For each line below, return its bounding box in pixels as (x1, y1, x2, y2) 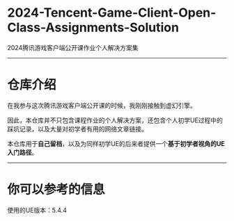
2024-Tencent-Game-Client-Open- (7, 5, 217, 21)
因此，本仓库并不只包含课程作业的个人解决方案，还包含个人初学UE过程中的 (7, 116, 223, 124)
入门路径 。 (7, 148, 38, 156)
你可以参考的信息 (7, 182, 106, 197)
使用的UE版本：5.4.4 (7, 206, 68, 214)
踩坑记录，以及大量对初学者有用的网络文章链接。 (7, 124, 148, 133)
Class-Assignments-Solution (7, 19, 180, 35)
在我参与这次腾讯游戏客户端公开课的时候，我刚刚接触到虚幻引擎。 (7, 101, 196, 109)
